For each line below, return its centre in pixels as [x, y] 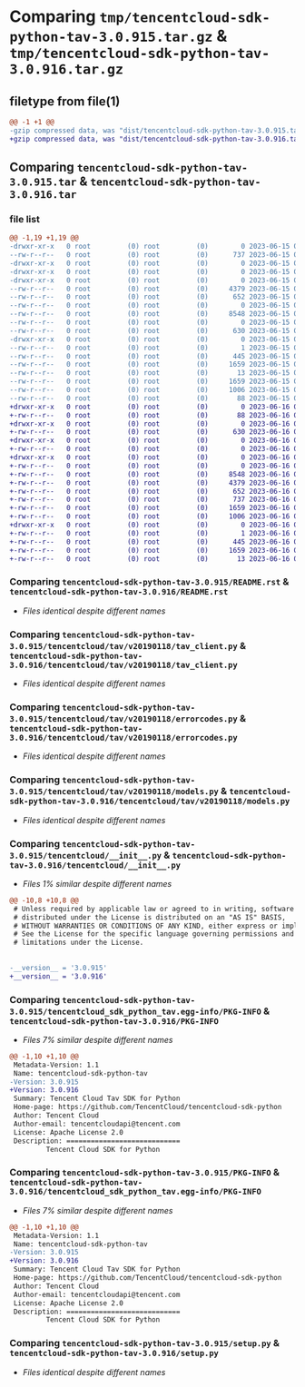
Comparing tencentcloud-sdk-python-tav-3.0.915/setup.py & [144, 1343]
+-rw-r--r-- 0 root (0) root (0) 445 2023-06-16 [150, 542]
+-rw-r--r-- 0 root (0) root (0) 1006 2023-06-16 [150, 516]
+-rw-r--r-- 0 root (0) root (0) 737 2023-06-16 [150, 500]
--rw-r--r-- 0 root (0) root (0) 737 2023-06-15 [150, 255]
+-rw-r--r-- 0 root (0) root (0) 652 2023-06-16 [150, 491]
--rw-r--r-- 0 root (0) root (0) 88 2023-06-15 [150, 398]
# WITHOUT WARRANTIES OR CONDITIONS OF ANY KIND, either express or [146, 926]
